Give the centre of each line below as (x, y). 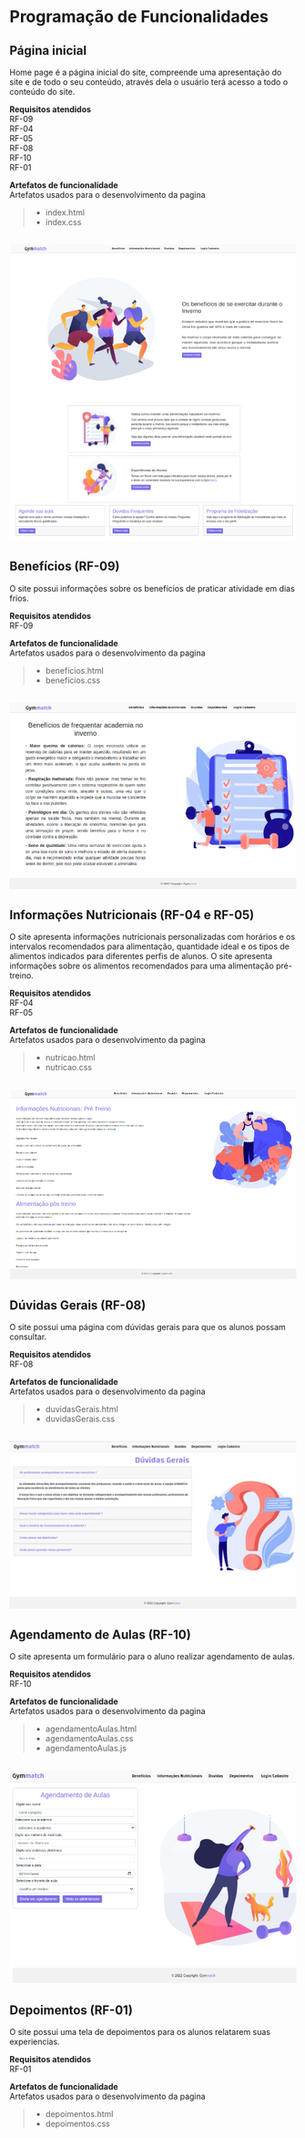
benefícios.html (75, 670)
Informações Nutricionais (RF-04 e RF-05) (132, 915)
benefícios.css (73, 680)
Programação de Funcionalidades (139, 17)
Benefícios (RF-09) (65, 567)
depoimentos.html (79, 2114)
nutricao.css (69, 1067)
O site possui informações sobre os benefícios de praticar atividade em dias (152, 588)
